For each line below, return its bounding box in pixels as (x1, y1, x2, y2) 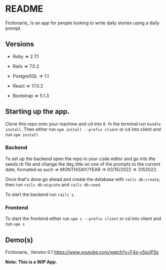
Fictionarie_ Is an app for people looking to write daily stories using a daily (5, 20, 160, 26)
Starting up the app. (5, 107, 70, 116)
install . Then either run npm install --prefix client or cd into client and (5, 126, 161, 132)
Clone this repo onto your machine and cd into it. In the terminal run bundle (5, 121, 161, 127)
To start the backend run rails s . (5, 191, 75, 198)
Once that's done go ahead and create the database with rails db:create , (5, 176, 161, 182)
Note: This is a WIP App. (5, 259, 57, 265)
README (5, 3, 44, 15)
